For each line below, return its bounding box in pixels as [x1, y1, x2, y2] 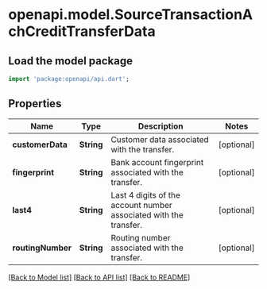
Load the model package [8, 54, 133, 67]
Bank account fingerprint [110, 156, 204, 168]
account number [110, 199, 172, 210]
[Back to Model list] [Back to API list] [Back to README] [8, 272, 191, 282]
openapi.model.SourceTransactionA [8, 6, 253, 24]
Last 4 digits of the [110, 189, 181, 200]
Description [137, 121, 184, 132]
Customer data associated [110, 133, 209, 144]
